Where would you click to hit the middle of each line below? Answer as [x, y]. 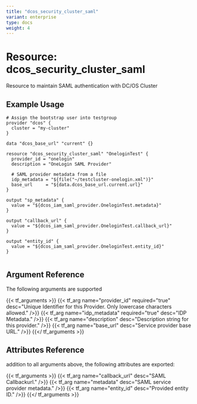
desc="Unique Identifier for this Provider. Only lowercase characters [89, 306]
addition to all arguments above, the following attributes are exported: [91, 364]
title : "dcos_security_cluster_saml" [52, 11]
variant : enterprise [31, 17]
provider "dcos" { [29, 123]
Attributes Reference [45, 350]
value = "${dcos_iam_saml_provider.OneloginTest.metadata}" [86, 205]
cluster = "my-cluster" [40, 128]
